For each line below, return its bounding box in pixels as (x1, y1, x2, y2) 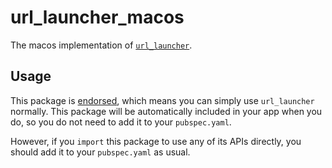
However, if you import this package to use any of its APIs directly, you (10, 135, 302, 147)
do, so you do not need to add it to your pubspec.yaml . (10, 116, 232, 128)
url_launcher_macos (10, 6, 185, 29)
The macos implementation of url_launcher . (10, 39, 193, 51)
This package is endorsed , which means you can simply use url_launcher (10, 94, 315, 106)
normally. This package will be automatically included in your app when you (10, 105, 323, 117)
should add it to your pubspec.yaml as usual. (10, 146, 191, 158)
